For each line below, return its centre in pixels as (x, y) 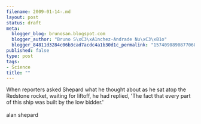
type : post (20, 56)
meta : (13, 28)
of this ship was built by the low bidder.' (55, 103)
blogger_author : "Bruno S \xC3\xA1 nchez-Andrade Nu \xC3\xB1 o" (89, 39)
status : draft (24, 23)
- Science (19, 67)
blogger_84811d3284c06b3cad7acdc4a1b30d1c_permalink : (80, 45)
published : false (28, 51)
